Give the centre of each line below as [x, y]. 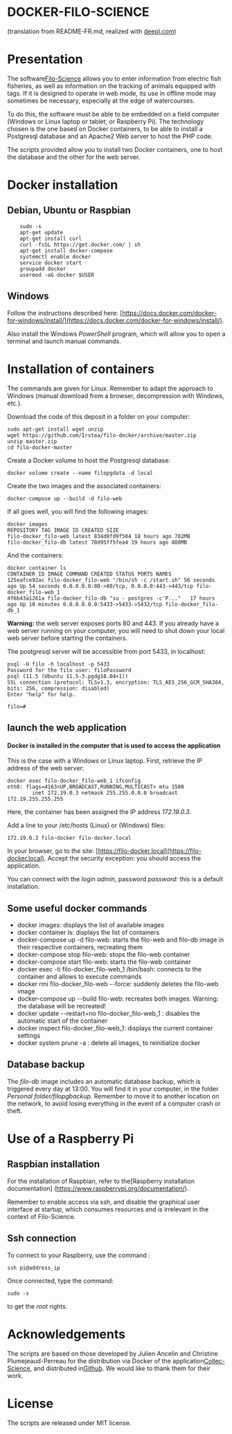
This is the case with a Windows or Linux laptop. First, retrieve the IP [105, 761]
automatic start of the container [62, 1021]
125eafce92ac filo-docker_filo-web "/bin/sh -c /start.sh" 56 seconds [111, 580]
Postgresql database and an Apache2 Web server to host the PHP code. [110, 136]
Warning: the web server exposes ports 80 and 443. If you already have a [113, 623]
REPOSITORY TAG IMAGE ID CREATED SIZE [63, 530]
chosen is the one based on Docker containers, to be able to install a [105, 128]
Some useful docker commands [77, 908]
